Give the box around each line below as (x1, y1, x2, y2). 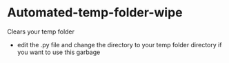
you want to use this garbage (17, 48, 101, 56)
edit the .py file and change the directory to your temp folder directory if (17, 40, 222, 49)
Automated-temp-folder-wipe (7, 5, 183, 21)
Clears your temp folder (7, 27, 74, 36)
